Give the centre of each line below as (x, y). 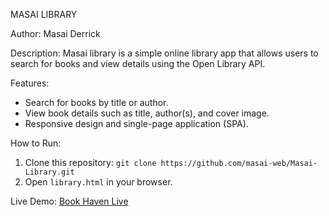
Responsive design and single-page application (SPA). (136, 123)
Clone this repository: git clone (90, 162)
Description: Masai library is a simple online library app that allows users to (164, 53)
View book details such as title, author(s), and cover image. (147, 113)
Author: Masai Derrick (55, 33)
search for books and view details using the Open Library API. (138, 63)
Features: (30, 83)
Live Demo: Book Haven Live (69, 201)
